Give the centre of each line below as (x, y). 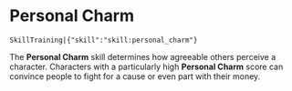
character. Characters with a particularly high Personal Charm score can (146, 66)
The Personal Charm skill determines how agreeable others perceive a (143, 56)
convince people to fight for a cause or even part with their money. (135, 76)
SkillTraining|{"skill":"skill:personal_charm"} (104, 40)
